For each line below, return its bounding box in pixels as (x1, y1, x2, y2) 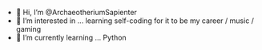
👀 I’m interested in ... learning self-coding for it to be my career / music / (15, 16, 255, 25)
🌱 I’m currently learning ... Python (15, 33, 127, 42)
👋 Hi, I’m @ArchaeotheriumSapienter (15, 8, 138, 17)
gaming (15, 25, 42, 33)
